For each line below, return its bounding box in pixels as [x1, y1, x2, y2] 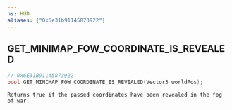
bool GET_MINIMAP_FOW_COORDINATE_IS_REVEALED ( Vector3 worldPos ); [7, 78, 203, 86]
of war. [7, 97, 30, 105]
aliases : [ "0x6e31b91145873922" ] [7, 17, 106, 24]
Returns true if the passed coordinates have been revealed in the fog [7, 92, 222, 99]
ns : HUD [7, 10, 30, 18]
